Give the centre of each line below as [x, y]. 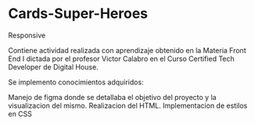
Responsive [27, 35]
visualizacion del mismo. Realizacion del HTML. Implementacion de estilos [128, 105]
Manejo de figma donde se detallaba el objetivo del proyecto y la [112, 97]
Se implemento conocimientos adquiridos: [76, 82]
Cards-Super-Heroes [78, 14]
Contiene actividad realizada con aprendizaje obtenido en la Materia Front [127, 50]
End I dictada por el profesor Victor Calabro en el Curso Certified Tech [121, 59]
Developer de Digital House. [54, 66]
